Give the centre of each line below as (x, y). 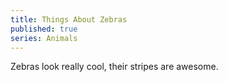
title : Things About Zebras (69, 19)
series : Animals (44, 38)
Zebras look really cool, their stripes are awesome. (114, 67)
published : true (44, 29)
